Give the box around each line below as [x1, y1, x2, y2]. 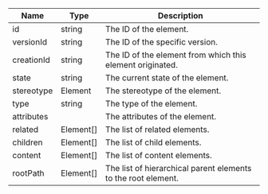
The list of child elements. [104, 137, 202, 148]
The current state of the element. [104, 72, 229, 83]
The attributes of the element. [104, 111, 217, 122]
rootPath [12, 168, 45, 178]
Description [158, 10, 203, 21]
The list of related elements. [104, 124, 210, 134]
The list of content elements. [104, 150, 213, 161]
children [12, 137, 43, 148]
